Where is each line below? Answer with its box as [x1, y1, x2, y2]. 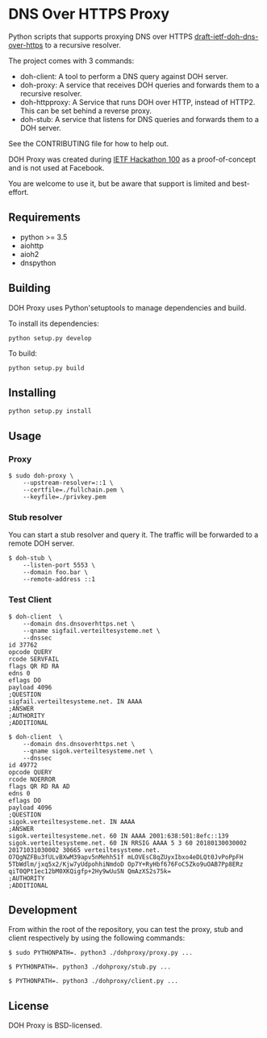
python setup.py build [8, 364, 85, 372]
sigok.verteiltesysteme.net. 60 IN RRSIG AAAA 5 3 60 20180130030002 [8, 838, 248, 847]
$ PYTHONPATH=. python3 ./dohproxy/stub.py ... [8, 963, 172, 971]
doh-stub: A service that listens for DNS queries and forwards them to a [19, 114, 260, 124]
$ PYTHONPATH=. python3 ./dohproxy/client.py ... [8, 977, 179, 985]
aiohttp [19, 240, 44, 251]
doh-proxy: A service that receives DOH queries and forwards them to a [19, 80, 260, 90]
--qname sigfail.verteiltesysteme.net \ [23, 627, 161, 635]
